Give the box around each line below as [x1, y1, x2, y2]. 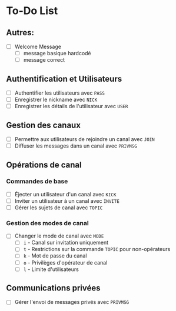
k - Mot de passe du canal [23, 252, 87, 259]
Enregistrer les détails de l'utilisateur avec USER [14, 103, 128, 110]
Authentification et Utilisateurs [6, 73, 122, 83]
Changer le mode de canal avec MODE [14, 232, 104, 239]
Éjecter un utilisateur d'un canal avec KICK [14, 190, 117, 198]
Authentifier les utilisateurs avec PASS [14, 89, 105, 96]
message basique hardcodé [23, 50, 91, 57]
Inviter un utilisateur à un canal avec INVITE [14, 197, 119, 204]
